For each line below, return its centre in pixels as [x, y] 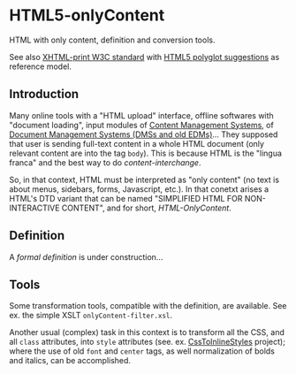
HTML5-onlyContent [87, 15]
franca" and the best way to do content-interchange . [105, 162]
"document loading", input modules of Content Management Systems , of [141, 125]
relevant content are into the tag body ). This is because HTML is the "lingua [146, 153]
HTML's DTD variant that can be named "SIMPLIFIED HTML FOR [126, 198]
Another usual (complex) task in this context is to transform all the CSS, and [147, 332]
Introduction [44, 94]
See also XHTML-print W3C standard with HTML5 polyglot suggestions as [144, 57]
